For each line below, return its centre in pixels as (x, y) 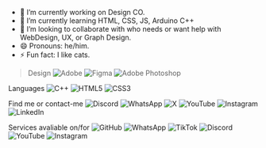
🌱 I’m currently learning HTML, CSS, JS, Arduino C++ (107, 21)
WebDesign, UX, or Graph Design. (75, 37)
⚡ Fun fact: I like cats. (55, 55)
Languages (27, 88)
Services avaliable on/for (49, 127)
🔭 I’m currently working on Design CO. (82, 12)
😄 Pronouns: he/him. (54, 46)
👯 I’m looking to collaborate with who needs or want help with (120, 29)
